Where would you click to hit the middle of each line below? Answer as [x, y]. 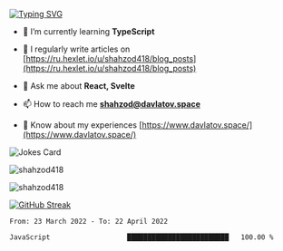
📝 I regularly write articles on [76, 49]
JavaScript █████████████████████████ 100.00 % [141, 237]
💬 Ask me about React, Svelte [79, 86]
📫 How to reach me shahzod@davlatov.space [112, 104]
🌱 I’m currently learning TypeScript [88, 31]
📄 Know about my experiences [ [82, 125]
